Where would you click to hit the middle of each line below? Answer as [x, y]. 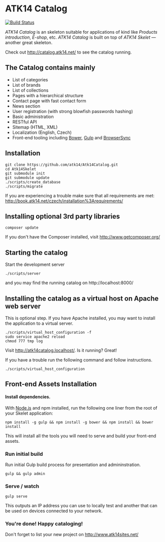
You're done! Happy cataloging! [44, 524]
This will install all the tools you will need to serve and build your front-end [81, 436]
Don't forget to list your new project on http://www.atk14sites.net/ [72, 535]
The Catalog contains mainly [50, 68]
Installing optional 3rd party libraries [62, 216]
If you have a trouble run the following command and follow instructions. [79, 360]
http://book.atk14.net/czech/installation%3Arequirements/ [64, 201]
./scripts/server [23, 274]
